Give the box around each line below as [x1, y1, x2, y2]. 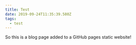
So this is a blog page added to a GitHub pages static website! [5, 34, 132, 40]
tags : [5, 16, 16, 21]
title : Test [5, 7, 30, 12]
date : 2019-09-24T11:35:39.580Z [5, 12, 71, 17]
